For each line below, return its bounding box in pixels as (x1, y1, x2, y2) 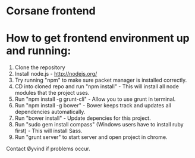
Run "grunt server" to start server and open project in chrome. (14, 134, 168, 141)
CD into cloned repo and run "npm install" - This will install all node (14, 83, 180, 90)
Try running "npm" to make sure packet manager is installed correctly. (14, 76, 187, 84)
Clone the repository (14, 64, 65, 71)
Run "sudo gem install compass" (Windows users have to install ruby (14, 121, 184, 128)
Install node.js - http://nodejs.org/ (14, 70, 97, 78)
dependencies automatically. (14, 109, 86, 116)
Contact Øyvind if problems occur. (6, 145, 90, 153)
